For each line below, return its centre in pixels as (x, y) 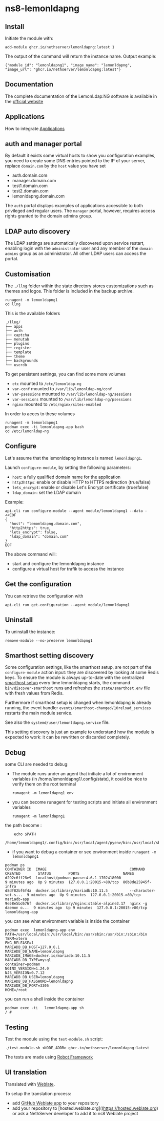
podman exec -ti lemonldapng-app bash (44, 427)
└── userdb (16, 365)
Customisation (28, 274)
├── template (18, 352)
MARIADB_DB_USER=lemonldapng (35, 977)
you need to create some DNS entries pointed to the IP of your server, (75, 161)
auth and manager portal (43, 144)
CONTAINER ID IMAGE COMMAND (75, 869)
